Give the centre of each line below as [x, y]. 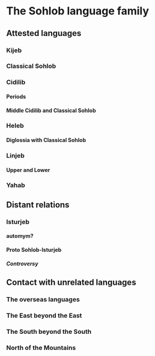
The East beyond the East [44, 315]
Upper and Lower [28, 170]
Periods [16, 96]
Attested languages [44, 33]
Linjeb [16, 155]
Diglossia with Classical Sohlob [46, 140]
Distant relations [38, 205]
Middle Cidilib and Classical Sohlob [51, 110]
